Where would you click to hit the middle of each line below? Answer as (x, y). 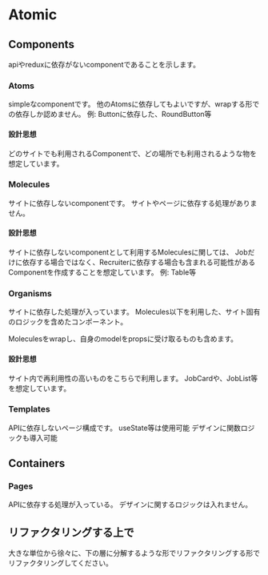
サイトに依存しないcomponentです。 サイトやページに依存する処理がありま (133, 203)
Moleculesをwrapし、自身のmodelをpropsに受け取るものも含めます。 (123, 339)
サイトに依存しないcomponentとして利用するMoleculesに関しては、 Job (128, 252)
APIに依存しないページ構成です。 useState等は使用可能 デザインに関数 (125, 428)
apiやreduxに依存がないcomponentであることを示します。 (104, 64)
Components (41, 44)
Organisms (30, 293)
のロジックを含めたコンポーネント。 (68, 322)
